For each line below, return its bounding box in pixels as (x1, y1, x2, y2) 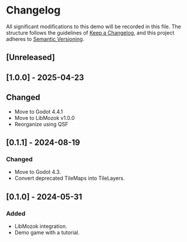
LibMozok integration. (14, 223, 67, 230)
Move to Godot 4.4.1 (14, 108, 63, 115)
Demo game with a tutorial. (14, 228, 80, 236)
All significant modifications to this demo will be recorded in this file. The (6, 23, 181, 30)
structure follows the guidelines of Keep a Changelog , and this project (6, 29, 174, 36)
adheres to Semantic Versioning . (6, 35, 85, 42)
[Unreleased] (6, 52, 56, 62)
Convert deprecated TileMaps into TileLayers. (14, 174, 125, 182)
